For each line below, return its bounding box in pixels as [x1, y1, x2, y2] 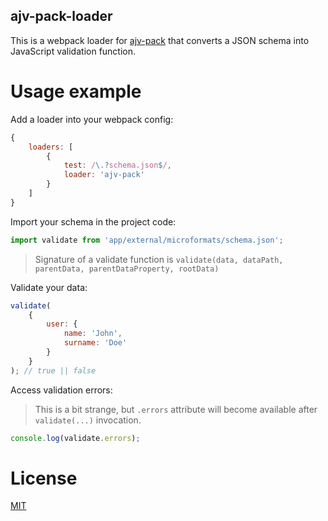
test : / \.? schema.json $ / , [63, 160, 172, 171]
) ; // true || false [10, 365, 97, 376]
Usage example [10, 80, 142, 103]
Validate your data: [10, 281, 88, 293]
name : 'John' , [63, 329, 123, 339]
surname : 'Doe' [63, 338, 128, 348]
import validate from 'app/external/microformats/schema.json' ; [10, 235, 284, 245]
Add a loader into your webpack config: [10, 113, 174, 125]
